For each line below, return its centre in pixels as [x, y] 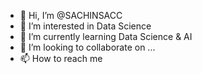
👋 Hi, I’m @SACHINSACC [71, 15]
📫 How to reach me [61, 58]
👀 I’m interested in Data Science [85, 26]
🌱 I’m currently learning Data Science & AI [106, 36]
